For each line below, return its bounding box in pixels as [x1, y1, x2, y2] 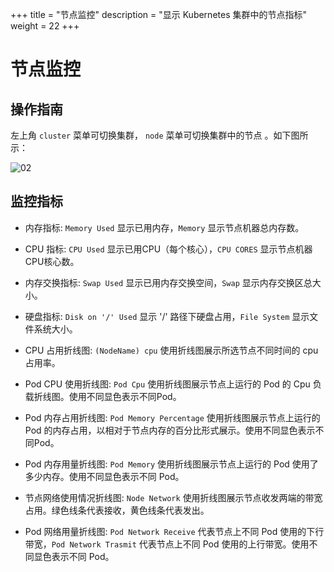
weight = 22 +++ [10, 20, 80, 32]
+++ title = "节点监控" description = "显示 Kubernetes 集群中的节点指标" [10, 9, 307, 20]
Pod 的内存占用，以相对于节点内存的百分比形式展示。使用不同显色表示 [24, 424, 316, 436]
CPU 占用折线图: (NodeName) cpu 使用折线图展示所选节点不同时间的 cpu [24, 344, 319, 356]
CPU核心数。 [24, 255, 80, 267]
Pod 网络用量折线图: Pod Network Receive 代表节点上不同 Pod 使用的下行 [24, 525, 325, 537]
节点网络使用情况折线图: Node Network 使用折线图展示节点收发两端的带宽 [24, 491, 323, 503]
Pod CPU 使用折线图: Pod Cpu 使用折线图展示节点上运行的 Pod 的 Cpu [24, 378, 311, 390]
